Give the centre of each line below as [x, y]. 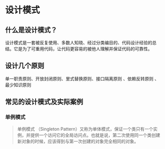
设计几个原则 [25, 66]
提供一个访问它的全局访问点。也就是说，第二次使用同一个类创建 [95, 135]
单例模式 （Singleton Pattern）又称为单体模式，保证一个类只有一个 [85, 129]
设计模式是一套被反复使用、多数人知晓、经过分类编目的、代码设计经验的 [79, 43]
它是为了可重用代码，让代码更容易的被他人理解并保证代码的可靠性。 [83, 49]
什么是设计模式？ [31, 30]
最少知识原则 [18, 85]
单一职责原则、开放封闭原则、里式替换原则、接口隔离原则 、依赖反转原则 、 [82, 78]
